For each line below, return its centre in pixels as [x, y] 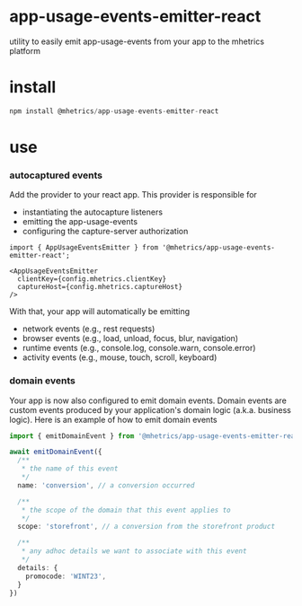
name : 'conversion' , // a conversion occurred [106, 485]
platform [25, 50]
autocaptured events [56, 175]
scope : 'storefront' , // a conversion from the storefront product [147, 527]
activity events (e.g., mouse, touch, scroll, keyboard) [120, 357]
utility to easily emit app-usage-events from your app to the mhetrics [137, 41]
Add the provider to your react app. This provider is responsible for [133, 195]
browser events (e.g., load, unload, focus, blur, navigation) [130, 338]
